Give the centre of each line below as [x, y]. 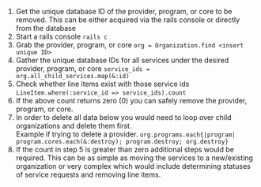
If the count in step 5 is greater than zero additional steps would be [125, 150]
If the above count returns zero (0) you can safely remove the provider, [131, 101]
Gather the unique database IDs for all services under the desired [122, 60]
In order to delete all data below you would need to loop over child [123, 117]
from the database [46, 28]
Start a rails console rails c [62, 36]
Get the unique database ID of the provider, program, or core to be [124, 11]
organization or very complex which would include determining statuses [133, 166]
